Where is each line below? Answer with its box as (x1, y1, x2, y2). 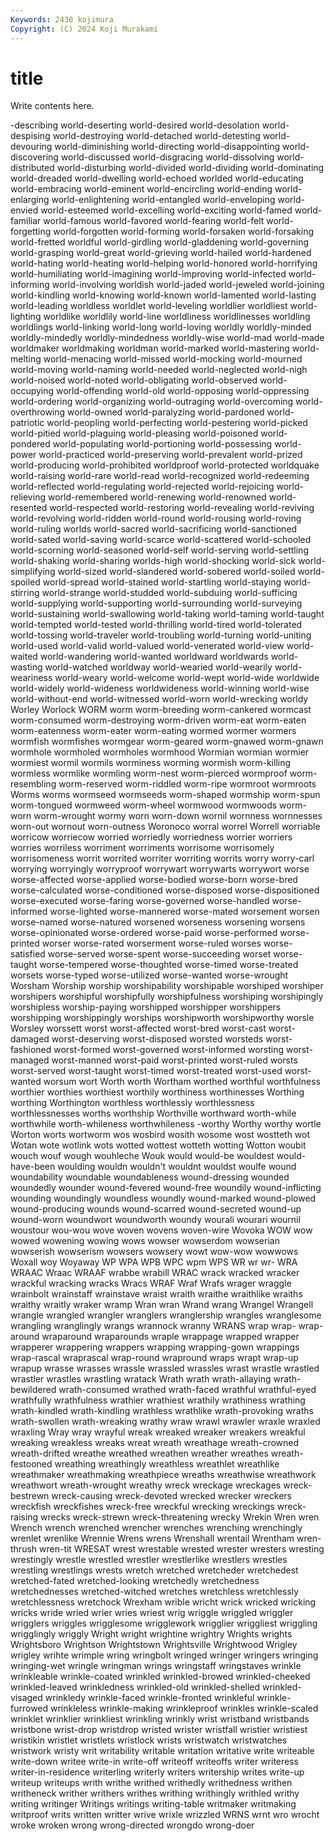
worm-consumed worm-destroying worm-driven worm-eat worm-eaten (10, 714, 307, 726)
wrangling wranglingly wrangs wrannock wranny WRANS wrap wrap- (10, 1320, 297, 1332)
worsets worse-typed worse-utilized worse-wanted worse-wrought (10, 969, 289, 981)
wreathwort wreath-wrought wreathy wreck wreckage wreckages (10, 1479, 282, 1491)
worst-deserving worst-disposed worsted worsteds (51, 1033, 264, 1045)
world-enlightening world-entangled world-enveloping (51, 194, 276, 206)
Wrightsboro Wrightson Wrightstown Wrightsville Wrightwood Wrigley (10, 1639, 298, 1651)
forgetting (10, 226, 52, 238)
